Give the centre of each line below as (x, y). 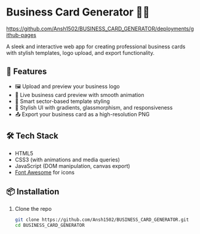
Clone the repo (33, 209)
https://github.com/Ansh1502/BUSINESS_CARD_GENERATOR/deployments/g (100, 29)
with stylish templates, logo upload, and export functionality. (81, 52)
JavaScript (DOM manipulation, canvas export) (72, 166)
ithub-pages (21, 35)
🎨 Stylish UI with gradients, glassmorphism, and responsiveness (94, 107)
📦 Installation (33, 191)
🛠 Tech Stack (32, 136)
